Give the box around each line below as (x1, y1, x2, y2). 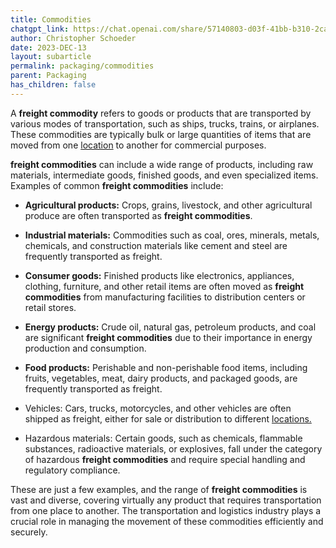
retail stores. (24, 301, 77, 313)
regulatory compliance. (24, 464, 121, 476)
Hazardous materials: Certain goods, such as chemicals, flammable (24, 432, 303, 444)
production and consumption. (24, 342, 147, 354)
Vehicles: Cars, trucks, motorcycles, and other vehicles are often (24, 402, 292, 414)
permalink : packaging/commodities (10, 61, 155, 71)
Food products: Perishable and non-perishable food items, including (24, 361, 308, 373)
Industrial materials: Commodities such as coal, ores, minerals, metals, (24, 229, 320, 241)
